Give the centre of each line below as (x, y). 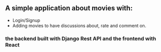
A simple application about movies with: (69, 8)
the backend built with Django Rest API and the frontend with (81, 38)
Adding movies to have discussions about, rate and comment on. (79, 25)
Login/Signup (26, 20)
